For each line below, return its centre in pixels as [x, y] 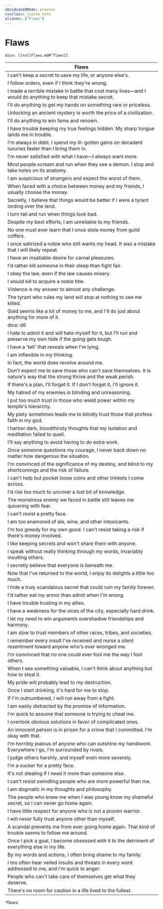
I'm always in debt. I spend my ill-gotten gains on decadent [75, 143]
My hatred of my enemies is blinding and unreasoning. [69, 393]
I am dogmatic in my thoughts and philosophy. [60, 789]
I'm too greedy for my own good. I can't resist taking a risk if [76, 529]
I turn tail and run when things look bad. [53, 214]
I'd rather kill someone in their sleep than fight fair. [65, 266]
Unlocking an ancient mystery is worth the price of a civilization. [81, 113]
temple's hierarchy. [29, 407]
